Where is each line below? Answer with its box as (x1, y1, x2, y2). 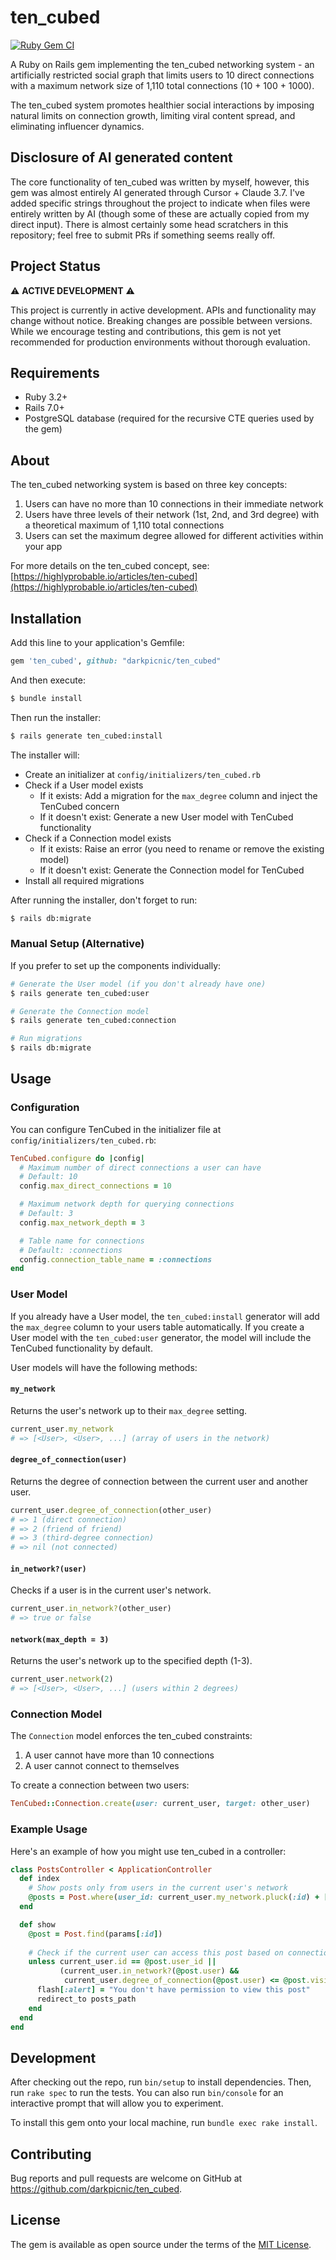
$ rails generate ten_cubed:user (10, 988, 150, 998)
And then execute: (10, 674, 86, 686)
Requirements (10, 364, 100, 381)
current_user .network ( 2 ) (10, 1674, 114, 1685)
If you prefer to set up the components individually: (10, 959, 222, 971)
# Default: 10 (19, 1172, 78, 1182)
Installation (10, 610, 82, 627)
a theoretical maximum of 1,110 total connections (24, 519, 225, 531)
